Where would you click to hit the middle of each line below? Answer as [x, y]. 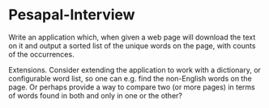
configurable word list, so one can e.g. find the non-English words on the [130, 78]
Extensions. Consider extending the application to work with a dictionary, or [135, 69]
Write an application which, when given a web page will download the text [132, 37]
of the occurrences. [41, 54]
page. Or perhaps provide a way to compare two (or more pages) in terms [132, 87]
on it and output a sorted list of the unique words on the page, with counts [132, 45]
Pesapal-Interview [72, 15]
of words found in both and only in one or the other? [95, 95]
